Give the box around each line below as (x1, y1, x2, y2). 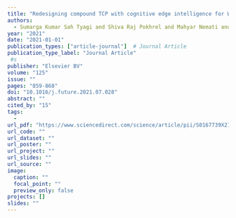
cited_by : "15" (7, 102, 52, 109)
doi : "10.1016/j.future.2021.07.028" (7, 89, 118, 96)
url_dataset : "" (7, 134, 55, 141)
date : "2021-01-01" (7, 37, 65, 44)
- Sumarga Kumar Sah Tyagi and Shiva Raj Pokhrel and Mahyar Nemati (13, 23, 218, 30)
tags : (7, 108, 23, 115)
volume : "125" (7, 69, 49, 76)
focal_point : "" (13, 180, 61, 187)
